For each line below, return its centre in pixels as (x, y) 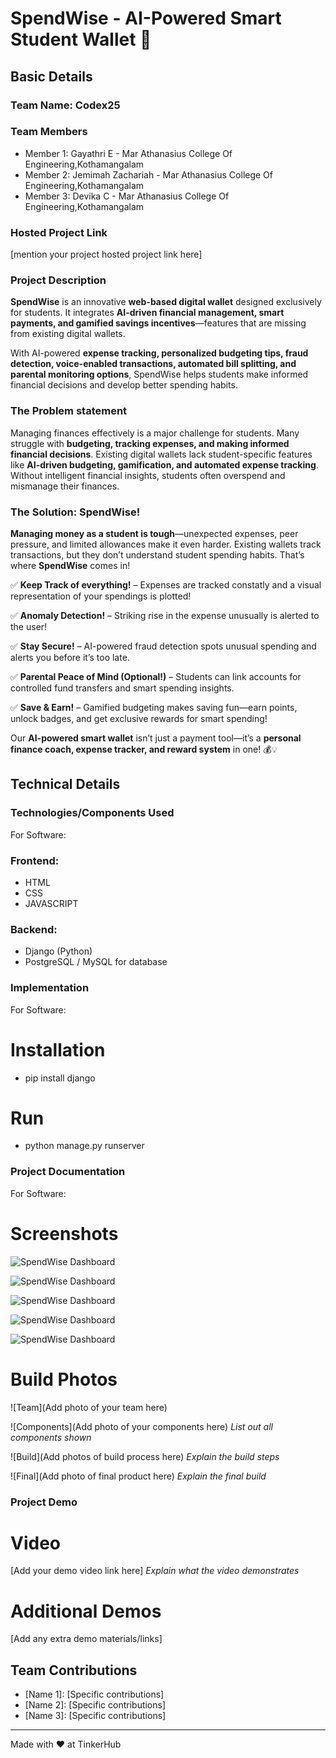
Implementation (50, 988)
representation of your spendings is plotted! (101, 596)
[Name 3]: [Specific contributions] (95, 1716)
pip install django (60, 1078)
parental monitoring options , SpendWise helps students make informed (159, 374)
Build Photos (64, 1379)
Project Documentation (68, 1172)
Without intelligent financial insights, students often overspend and (148, 475)
